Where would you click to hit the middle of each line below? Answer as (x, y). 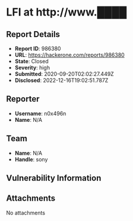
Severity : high (32, 67)
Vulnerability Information (54, 178)
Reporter (23, 99)
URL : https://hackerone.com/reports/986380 (69, 55)
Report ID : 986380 (38, 48)
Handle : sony (31, 159)
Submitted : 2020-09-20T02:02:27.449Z (64, 74)
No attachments (26, 213)
